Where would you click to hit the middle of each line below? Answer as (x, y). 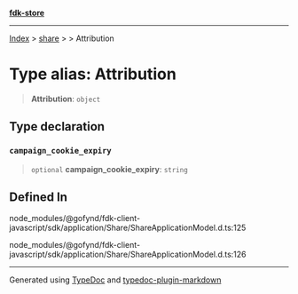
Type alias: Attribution (93, 74)
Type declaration (57, 127)
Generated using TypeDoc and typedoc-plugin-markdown (115, 280)
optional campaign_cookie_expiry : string (109, 169)
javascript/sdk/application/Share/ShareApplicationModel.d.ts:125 (128, 228)
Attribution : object (66, 99)
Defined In (39, 198)
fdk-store (27, 13)
